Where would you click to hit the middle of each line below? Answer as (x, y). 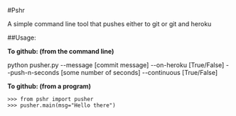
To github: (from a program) (49, 86)
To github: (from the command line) (61, 51)
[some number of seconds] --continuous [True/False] (139, 72)
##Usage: (22, 37)
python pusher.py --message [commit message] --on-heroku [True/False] (116, 65)
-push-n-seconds (33, 72)
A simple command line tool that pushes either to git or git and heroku (109, 24)
